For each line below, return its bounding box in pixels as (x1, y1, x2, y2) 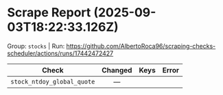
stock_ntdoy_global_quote (10, 77, 95, 85)
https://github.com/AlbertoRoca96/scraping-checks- (66, 42, 216, 50)
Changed (102, 65, 132, 74)
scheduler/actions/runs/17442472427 (7, 49, 114, 57)
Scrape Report (7, 5, 91, 21)
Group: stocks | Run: (7, 42, 65, 50)
